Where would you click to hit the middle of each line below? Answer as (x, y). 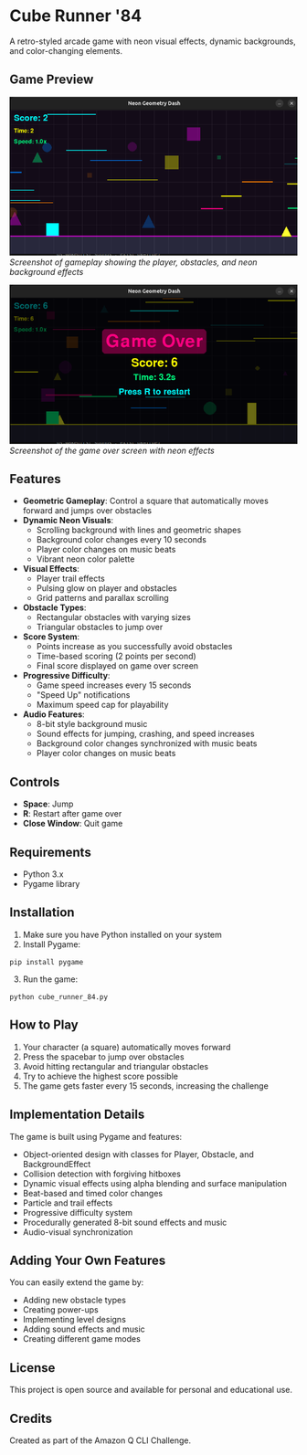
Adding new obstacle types (74, 1300)
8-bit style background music (92, 724)
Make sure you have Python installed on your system (122, 934)
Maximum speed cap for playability (102, 705)
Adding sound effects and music (84, 1329)
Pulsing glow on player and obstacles (106, 588)
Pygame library (51, 884)
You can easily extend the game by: (77, 1282)
